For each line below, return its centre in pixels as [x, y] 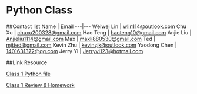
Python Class [39, 10]
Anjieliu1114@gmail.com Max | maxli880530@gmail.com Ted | [81, 39]
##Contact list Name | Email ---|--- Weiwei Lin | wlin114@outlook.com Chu [96, 26]
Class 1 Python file [29, 74]
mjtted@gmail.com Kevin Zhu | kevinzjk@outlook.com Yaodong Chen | [92, 45]
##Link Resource [27, 62]
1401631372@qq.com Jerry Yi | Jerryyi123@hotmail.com [75, 51]
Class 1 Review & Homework [40, 85]
